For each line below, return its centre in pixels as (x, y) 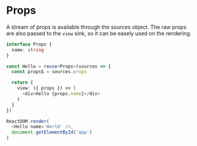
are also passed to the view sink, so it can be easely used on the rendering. (99, 33)
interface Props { (29, 44)
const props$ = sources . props (49, 72)
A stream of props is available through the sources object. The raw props (96, 27)
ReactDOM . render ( (28, 121)
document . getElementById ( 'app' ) (52, 132)
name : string (28, 50)
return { (22, 83)
